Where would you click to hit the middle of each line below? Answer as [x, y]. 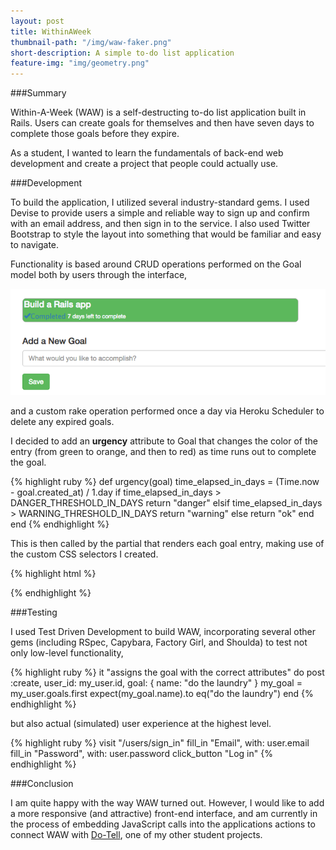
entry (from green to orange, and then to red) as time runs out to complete [163, 452]
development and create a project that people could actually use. [144, 164]
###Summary [38, 93]
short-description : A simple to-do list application [122, 53]
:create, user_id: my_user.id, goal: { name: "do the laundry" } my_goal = [156, 683]
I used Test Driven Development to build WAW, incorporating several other [163, 632]
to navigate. [35, 245]
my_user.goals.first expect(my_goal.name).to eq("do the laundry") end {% [162, 694]
